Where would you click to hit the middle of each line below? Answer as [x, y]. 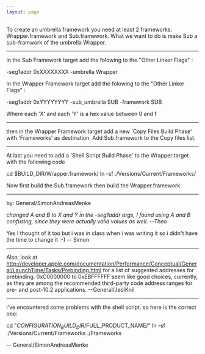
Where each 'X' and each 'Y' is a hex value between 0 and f [81, 114]
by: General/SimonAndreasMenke [49, 203]
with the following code [36, 162]
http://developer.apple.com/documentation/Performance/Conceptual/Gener [102, 264]
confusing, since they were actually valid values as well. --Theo [87, 221]
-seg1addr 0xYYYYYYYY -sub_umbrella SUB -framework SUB [84, 102]
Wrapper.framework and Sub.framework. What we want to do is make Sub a [102, 36]
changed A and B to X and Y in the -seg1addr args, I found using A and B [99, 215]
